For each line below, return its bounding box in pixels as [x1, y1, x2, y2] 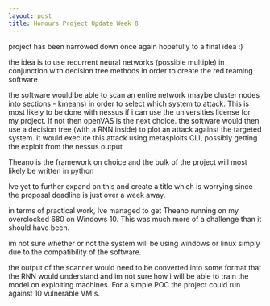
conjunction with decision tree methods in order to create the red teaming [8, 65, 254, 75]
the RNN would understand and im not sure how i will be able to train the [8, 271, 249, 281]
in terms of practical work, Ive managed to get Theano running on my [8, 205, 239, 215]
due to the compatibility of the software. [8, 247, 142, 257]
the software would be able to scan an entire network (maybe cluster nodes [8, 90, 260, 99]
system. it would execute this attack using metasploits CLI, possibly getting [8, 132, 258, 142]
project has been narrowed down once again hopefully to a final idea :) [8, 41, 243, 51]
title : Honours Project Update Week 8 [8, 19, 139, 27]
